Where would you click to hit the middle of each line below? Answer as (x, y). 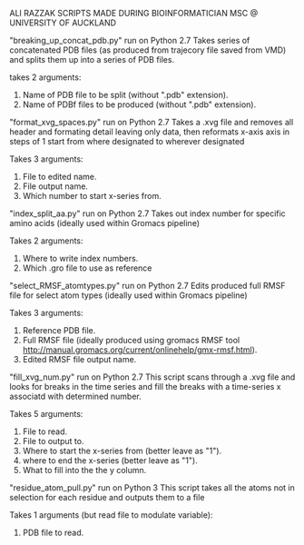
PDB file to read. (53, 532)
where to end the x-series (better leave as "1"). (110, 461)
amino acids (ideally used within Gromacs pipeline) (104, 223)
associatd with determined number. (76, 396)
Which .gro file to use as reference (87, 268)
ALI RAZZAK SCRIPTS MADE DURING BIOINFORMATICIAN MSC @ (134, 13)
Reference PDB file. (59, 330)
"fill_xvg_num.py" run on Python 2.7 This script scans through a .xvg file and (152, 377)
